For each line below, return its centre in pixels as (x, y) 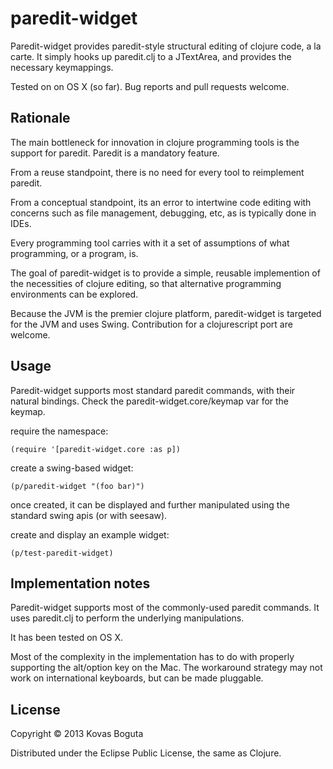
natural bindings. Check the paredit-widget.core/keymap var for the (150, 401)
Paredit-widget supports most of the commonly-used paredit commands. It (165, 608)
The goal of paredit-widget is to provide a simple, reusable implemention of (165, 273)
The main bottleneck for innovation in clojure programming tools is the (155, 142)
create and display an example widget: (90, 534)
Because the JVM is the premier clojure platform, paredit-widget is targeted (166, 313)
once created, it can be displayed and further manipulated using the (150, 504)
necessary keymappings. (62, 67)
